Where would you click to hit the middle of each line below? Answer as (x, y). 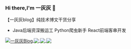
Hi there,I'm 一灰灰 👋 (31, 7)
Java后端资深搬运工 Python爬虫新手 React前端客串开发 (69, 30)
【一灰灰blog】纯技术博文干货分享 (41, 20)
